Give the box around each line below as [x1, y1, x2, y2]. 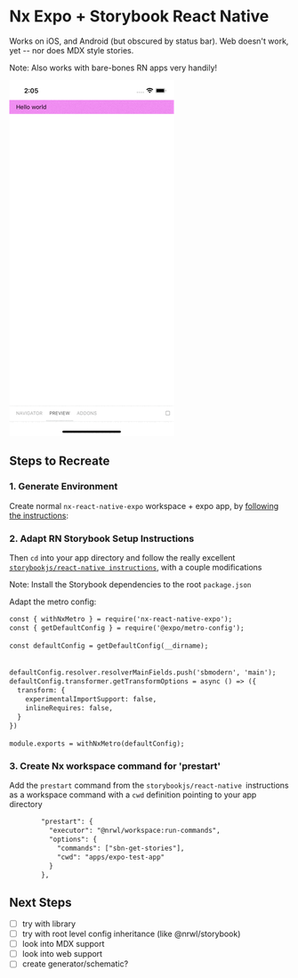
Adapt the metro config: [9, 596, 97, 607]
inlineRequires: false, [25, 703, 114, 713]
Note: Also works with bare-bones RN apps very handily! [9, 62, 218, 73]
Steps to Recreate [9, 454, 110, 469]
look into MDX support [21, 939, 105, 950]
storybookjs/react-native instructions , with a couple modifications [9, 562, 262, 572]
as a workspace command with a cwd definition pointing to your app [9, 789, 257, 800]
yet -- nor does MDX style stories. [9, 44, 134, 55]
